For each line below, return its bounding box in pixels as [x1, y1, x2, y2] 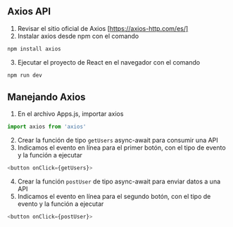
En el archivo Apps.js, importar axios [17, 110, 124, 118]
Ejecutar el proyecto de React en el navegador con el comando [17, 58, 201, 66]
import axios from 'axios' [7, 123, 87, 131]
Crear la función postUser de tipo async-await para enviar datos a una [17, 177, 221, 186]
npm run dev [7, 72, 42, 79]
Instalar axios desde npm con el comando [17, 32, 139, 40]
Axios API [7, 6, 51, 18]
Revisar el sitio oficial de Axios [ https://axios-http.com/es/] [17, 24, 189, 32]
